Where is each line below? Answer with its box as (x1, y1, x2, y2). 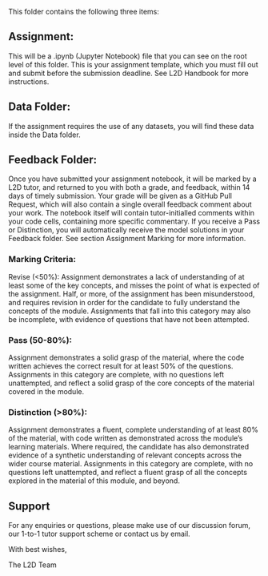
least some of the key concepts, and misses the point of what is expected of (8, 280, 260, 290)
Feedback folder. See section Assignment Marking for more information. (8, 234, 246, 244)
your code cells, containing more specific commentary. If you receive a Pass (8, 216, 261, 227)
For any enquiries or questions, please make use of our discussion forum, (8, 521, 250, 530)
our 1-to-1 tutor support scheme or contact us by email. (8, 529, 190, 539)
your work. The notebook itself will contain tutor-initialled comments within (8, 208, 254, 218)
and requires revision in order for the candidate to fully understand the (8, 297, 240, 307)
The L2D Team (8, 560, 58, 570)
